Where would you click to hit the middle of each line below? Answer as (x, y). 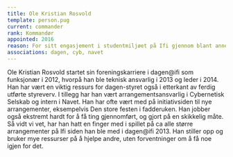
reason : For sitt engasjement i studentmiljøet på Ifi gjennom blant (110, 46)
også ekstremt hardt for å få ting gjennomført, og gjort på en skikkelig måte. (115, 116)
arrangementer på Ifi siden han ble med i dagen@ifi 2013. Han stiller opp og (115, 131)
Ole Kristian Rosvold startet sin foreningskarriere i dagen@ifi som (101, 72)
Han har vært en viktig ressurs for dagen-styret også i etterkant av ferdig (111, 87)
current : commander (35, 26)
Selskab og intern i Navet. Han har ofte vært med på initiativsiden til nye (110, 101)
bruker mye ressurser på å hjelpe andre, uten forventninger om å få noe (110, 138)
